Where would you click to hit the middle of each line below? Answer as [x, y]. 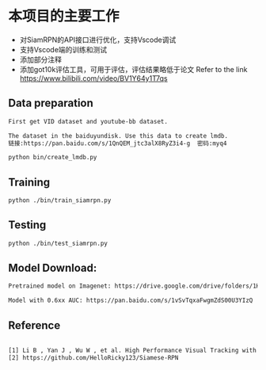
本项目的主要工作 [64, 16]
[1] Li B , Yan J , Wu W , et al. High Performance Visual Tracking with [133, 350]
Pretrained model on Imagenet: [60, 286]
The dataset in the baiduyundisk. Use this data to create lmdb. [118, 135]
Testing [27, 225]
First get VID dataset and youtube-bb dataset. [88, 121]
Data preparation [51, 103]
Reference [34, 325]
